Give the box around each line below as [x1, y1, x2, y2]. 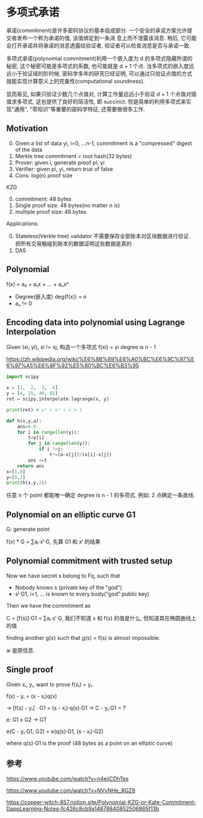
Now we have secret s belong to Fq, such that [6, 572, 121, 579]
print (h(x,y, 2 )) [6, 480, 47, 486]
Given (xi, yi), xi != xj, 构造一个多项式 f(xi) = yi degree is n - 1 [6, 344, 156, 351]
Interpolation [6, 327, 56, 337]
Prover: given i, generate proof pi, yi [14, 159, 105, 166]
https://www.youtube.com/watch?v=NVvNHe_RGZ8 [6, 786, 136, 794]
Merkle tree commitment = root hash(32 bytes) [14, 152, 132, 159]
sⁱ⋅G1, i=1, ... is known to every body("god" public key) [14, 590, 150, 597]
